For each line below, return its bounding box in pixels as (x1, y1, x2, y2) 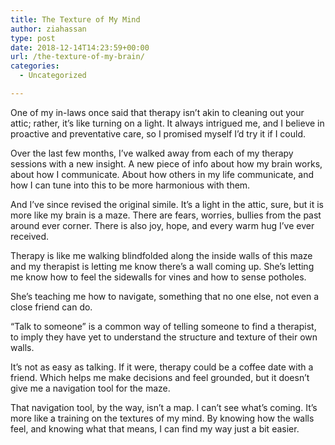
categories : (10, 61, 60, 71)
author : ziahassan (10, 24, 87, 34)
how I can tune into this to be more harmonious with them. (10, 179, 251, 191)
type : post (10, 33, 56, 43)
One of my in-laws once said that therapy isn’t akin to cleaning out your (10, 106, 305, 118)
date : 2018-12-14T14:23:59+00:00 (10, 42, 150, 53)
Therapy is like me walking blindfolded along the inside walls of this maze (10, 249, 313, 261)
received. (10, 230, 50, 242)
